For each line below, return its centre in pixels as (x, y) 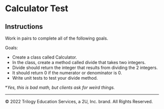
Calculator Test (37, 9)
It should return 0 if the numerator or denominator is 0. (67, 73)
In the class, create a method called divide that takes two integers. (79, 62)
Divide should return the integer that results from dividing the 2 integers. (85, 67)
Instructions (24, 27)
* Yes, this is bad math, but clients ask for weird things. (60, 87)
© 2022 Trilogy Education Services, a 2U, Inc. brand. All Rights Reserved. (79, 101)
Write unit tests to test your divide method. (55, 78)
